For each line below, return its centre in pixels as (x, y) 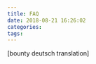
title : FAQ (23, 14)
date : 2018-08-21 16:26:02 (47, 20)
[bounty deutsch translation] (48, 53)
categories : (25, 27)
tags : (15, 33)
